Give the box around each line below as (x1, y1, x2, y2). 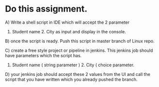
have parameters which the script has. (5, 52, 82, 58)
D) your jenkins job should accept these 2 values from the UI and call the (5, 71, 150, 77)
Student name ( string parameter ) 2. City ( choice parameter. (12, 62, 135, 68)
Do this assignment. (5, 3, 88, 14)
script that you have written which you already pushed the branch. (5, 76, 138, 82)
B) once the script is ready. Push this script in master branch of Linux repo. (5, 38, 155, 44)
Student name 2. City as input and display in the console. (12, 29, 126, 34)
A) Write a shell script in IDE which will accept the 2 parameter (5, 19, 130, 25)
